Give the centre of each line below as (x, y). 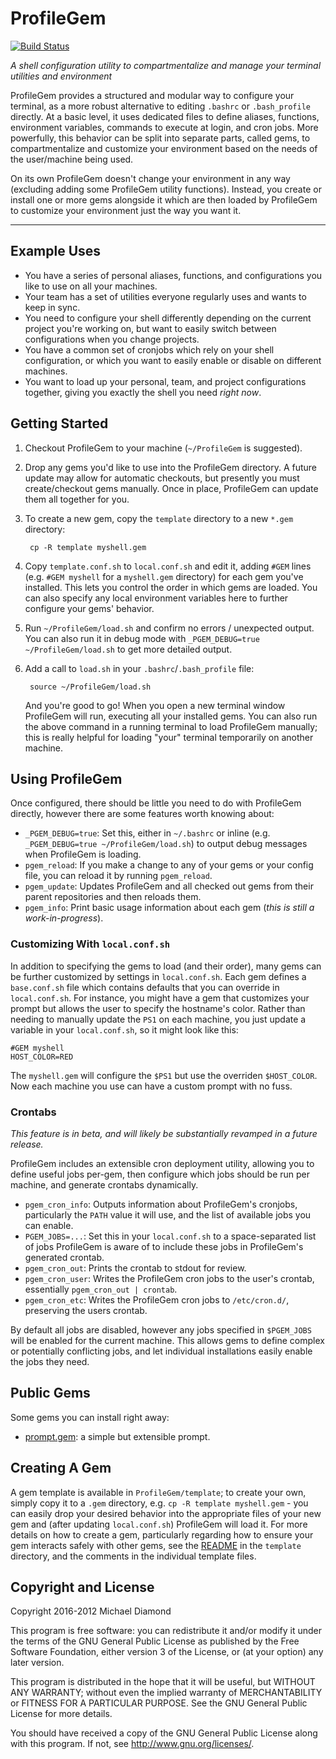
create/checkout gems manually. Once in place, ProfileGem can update (171, 488)
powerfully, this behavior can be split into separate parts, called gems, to (160, 138)
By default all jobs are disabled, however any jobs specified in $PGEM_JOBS (161, 1329)
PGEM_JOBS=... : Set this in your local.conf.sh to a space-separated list (170, 1236)
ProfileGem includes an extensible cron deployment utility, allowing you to (162, 1163)
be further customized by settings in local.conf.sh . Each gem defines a (158, 976)
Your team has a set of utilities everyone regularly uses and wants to (165, 296)
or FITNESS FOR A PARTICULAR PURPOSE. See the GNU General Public (159, 1703)
